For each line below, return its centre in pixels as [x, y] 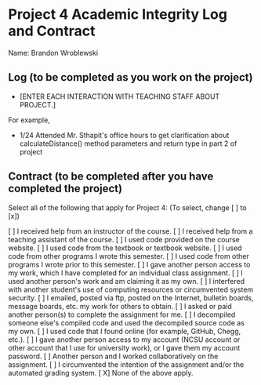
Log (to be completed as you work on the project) [130, 77]
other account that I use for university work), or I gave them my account [124, 347]
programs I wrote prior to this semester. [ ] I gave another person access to [129, 264]
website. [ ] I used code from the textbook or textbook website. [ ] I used [125, 248]
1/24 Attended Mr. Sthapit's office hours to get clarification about [124, 135]
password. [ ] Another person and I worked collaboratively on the [113, 356]
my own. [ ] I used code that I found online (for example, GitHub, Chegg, [125, 331]
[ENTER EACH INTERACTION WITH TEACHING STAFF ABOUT [120, 96]
